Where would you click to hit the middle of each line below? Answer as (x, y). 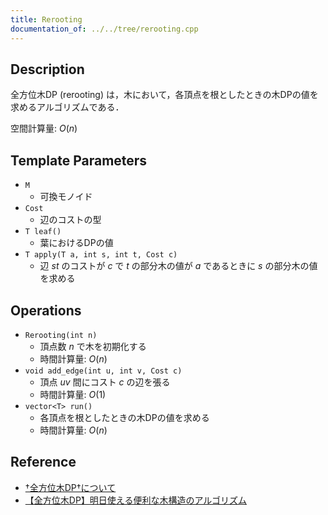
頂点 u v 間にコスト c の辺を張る (105, 382)
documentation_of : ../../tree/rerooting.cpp (104, 29)
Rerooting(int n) (61, 335)
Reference (43, 462)
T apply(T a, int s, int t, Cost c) (101, 255)
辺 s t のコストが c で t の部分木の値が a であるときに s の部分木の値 (178, 266)
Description (47, 69)
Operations (46, 310)
